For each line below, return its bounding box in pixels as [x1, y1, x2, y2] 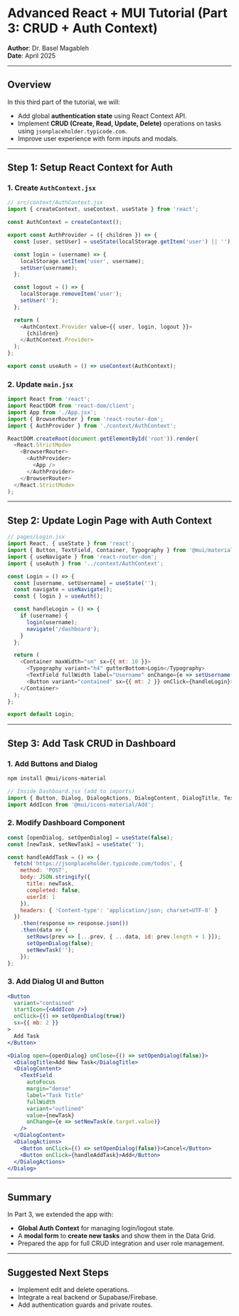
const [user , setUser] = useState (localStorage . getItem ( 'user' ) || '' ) [14, 238, 231, 245]
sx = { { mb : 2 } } [14, 1019, 59, 1026]
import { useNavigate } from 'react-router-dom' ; [7, 553, 158, 561]
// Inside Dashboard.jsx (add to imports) [7, 787, 135, 795]
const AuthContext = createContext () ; [7, 219, 122, 226]
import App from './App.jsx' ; [7, 409, 97, 416]
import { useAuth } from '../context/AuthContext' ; [7, 560, 164, 567]
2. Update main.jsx [7, 379, 73, 389]
